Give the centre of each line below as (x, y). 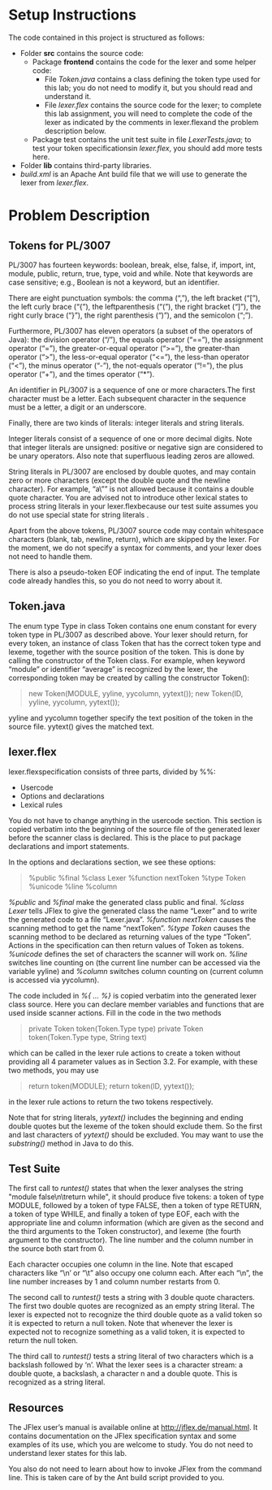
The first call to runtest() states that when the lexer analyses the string (126, 1189)
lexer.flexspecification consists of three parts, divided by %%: (112, 771)
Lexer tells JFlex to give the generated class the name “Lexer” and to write (133, 911)
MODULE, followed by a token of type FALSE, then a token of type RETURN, (135, 1206)
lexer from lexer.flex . (54, 182)
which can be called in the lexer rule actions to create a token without (125, 1053)
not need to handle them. (50, 556)
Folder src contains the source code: (82, 53)
